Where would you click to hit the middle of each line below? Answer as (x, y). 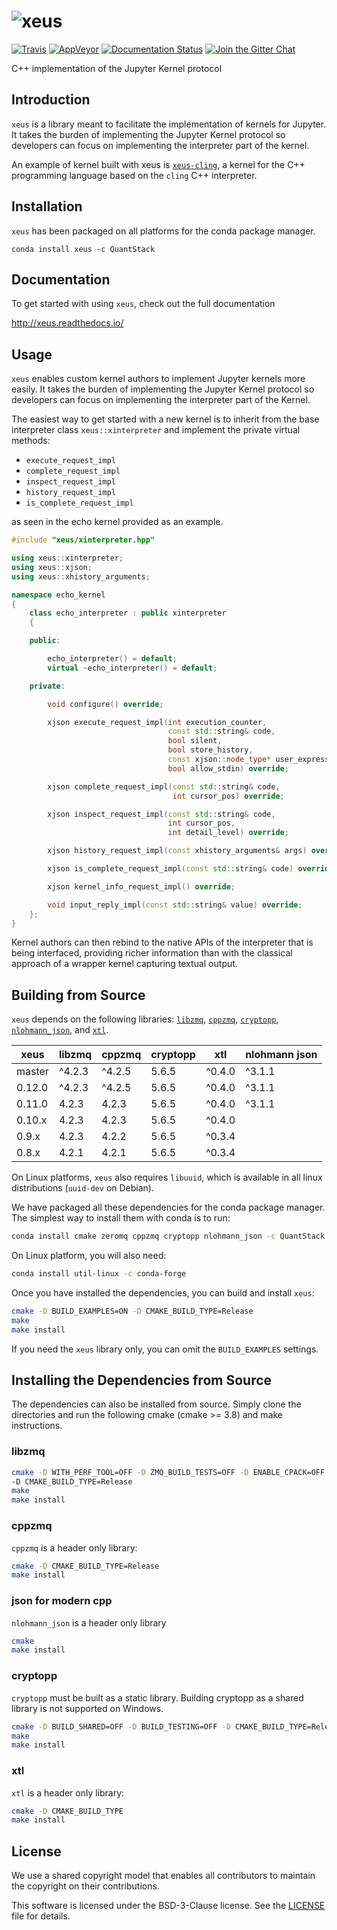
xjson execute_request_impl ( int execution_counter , (157, 722)
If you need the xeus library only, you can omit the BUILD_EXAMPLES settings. (165, 1349)
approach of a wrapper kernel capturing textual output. (124, 964)
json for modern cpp (62, 1601)
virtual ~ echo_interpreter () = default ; (132, 668)
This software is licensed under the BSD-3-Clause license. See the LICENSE (168, 1906)
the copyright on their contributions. (85, 1886)
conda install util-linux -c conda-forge (99, 1274)
